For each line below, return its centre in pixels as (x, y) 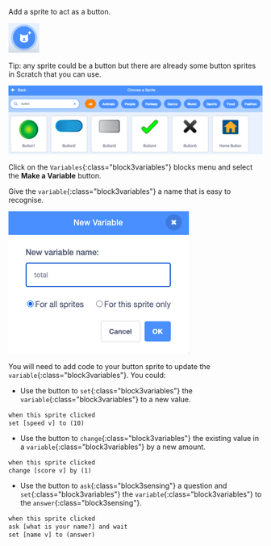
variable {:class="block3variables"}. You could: (87, 376)
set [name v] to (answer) (52, 535)
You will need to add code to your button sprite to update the (110, 367)
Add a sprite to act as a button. (60, 12)
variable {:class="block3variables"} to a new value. (105, 400)
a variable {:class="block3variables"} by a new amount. (113, 447)
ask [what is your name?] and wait (68, 527)
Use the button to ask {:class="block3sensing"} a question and (123, 486)
